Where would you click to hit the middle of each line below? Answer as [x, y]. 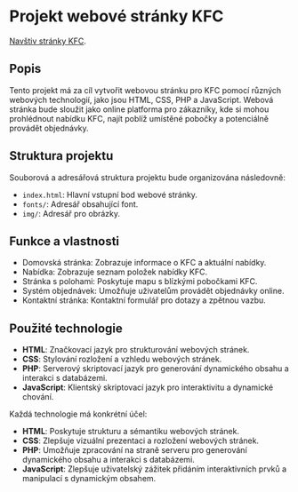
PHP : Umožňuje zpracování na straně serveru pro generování [134, 450]
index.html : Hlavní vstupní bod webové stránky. [110, 194]
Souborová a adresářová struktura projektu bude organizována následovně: [148, 177]
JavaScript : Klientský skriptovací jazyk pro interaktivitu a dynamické [148, 387]
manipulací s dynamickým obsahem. [89, 479]
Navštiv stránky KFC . [48, 41]
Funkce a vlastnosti [64, 241]
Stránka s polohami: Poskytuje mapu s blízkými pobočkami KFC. [140, 282]
